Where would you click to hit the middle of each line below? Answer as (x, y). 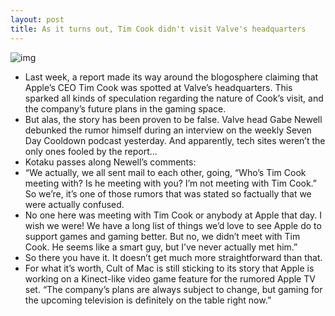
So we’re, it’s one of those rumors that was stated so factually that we (168, 193)
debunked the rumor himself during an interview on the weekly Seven (168, 130)
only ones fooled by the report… (91, 151)
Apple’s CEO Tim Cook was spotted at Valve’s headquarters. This (158, 87)
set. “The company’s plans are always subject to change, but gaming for (173, 289)
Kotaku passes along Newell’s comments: (110, 162)
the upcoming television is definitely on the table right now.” (148, 300)
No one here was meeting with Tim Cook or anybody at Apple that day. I (173, 215)
